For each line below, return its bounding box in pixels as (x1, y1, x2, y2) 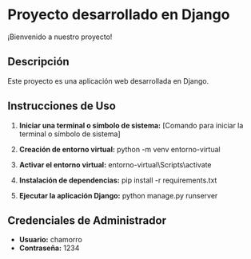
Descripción (7, 55, 70, 69)
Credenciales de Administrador (7, 214, 167, 227)
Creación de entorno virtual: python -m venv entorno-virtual (18, 144, 221, 154)
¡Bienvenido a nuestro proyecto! (7, 32, 113, 41)
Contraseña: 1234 (18, 243, 80, 253)
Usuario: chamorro (18, 235, 83, 245)
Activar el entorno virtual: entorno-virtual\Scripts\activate (18, 159, 212, 169)
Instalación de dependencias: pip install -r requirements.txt (18, 175, 217, 185)
